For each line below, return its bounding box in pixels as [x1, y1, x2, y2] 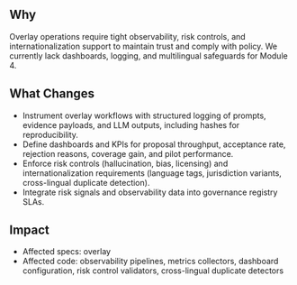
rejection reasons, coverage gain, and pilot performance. [22, 148, 234, 159]
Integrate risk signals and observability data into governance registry [22, 187, 278, 198]
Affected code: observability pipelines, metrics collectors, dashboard [22, 256, 279, 267]
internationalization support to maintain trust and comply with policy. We [9, 41, 277, 51]
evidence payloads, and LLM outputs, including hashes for [22, 119, 240, 130]
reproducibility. [22, 129, 79, 140]
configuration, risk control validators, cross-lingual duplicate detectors [22, 265, 284, 276]
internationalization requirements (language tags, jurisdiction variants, [22, 167, 282, 179]
